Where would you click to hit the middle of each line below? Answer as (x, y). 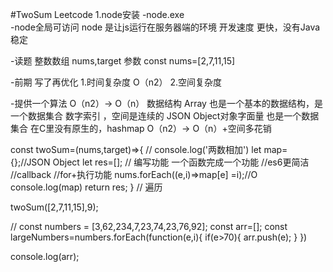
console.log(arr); (45, 256)
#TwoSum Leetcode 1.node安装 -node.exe (97, 14)
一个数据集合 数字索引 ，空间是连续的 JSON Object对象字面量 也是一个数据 (165, 116)
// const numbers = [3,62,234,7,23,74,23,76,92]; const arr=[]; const (149, 226)
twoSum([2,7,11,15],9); (54, 207)
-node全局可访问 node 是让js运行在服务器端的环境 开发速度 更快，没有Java (165, 27)
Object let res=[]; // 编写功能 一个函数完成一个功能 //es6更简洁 (181, 162)
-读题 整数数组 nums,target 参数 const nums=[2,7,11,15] (123, 61)
